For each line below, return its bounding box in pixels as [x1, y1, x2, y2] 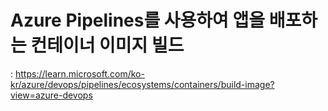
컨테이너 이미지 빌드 [30, 34, 185, 57]
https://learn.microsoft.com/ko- [14, 67, 145, 80]
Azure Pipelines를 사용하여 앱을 [10, 9, 266, 32]
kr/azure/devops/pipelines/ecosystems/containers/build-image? [10, 78, 275, 90]
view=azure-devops [10, 89, 93, 101]
